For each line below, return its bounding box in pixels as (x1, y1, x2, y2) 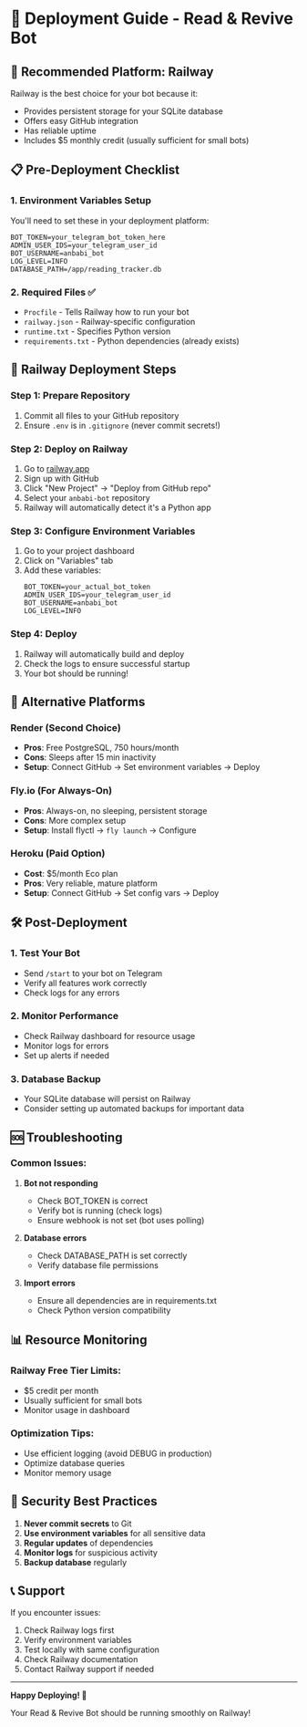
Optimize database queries (23, 1457, 126, 1468)
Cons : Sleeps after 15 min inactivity (23, 752, 157, 763)
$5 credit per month (23, 1385, 99, 1396)
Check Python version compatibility (36, 1305, 171, 1316)
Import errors (23, 1277, 76, 1288)
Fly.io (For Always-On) (10, 785, 113, 797)
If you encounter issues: (10, 1607, 101, 1618)
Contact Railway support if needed (23, 1664, 154, 1675)
